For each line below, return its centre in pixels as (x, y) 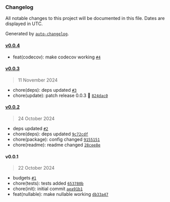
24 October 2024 (36, 118)
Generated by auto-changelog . (37, 34)
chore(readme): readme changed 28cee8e (56, 145)
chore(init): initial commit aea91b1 (48, 189)
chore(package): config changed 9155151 (56, 139)
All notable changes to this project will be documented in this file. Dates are (85, 18)
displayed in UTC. (24, 24)
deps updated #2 (31, 128)
